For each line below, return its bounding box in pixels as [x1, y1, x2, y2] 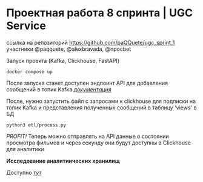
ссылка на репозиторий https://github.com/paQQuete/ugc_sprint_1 [6, 39, 175, 46]
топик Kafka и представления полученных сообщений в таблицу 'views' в [6, 103, 197, 111]
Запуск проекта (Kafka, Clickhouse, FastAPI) [6, 57, 120, 64]
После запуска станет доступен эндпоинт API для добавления [6, 79, 168, 86]
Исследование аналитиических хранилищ [6, 157, 120, 164]
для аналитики [6, 145, 44, 152]
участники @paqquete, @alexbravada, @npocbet [6, 45, 131, 53]
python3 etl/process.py [6, 122, 67, 128]
